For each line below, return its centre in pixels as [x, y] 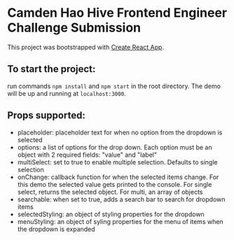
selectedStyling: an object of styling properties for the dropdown [111, 214]
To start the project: [51, 69]
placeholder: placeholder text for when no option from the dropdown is [120, 132]
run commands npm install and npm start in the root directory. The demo [114, 86]
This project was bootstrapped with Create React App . [86, 47]
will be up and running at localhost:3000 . [67, 93]
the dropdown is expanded [56, 229]
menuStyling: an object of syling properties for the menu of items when [120, 221]
